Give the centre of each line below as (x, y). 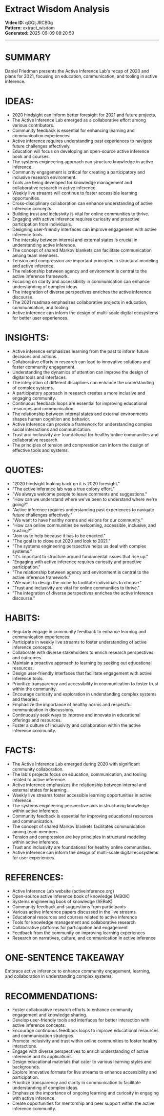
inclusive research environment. (44, 177)
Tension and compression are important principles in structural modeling (85, 260)
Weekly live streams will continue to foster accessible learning (75, 193)
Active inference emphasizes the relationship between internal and (79, 785)
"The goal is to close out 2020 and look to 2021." (61, 541)
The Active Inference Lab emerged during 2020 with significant (76, 764)
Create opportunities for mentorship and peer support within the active (83, 1103)
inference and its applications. (42, 1057)
